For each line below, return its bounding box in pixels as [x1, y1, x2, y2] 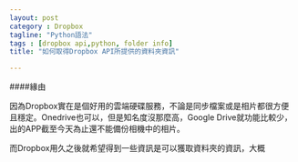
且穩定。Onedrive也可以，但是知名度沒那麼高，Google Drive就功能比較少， [9, 112, 293, 123]
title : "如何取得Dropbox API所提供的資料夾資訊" [9, 47, 180, 56]
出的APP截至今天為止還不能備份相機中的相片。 [9, 124, 185, 135]
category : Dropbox [9, 22, 84, 31]
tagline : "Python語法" [9, 30, 93, 39]
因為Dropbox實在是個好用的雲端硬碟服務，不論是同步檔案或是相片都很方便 [9, 101, 290, 112]
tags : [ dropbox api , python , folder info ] [9, 38, 173, 48]
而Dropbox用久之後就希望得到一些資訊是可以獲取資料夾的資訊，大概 [9, 143, 266, 154]
